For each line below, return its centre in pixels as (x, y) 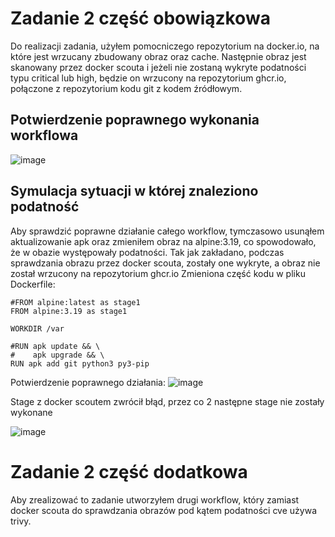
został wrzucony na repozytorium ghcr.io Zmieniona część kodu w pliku (158, 273)
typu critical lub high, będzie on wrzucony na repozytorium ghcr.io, (148, 78)
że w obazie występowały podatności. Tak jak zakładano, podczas (147, 252)
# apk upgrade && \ (57, 355)
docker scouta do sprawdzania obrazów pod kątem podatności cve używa (164, 510)
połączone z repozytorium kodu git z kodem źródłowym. (126, 88)
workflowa (44, 135)
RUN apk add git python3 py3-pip (80, 363)
